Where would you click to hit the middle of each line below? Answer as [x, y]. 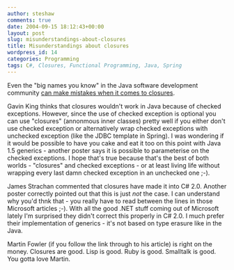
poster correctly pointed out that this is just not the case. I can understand [114, 193]
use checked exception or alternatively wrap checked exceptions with [108, 128]
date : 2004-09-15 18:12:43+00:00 [56, 26]
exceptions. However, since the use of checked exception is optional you [112, 113]
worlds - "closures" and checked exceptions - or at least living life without [114, 165]
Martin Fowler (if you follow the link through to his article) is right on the [110, 244]
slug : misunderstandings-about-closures [67, 40]
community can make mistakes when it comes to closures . [91, 93]
